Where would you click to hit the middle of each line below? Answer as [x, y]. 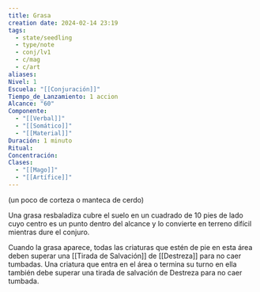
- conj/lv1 [33, 52]
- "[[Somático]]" [44, 126]
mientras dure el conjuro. [49, 232]
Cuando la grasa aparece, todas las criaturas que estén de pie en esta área [130, 247]
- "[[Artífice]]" [44, 178]
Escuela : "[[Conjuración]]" [55, 89]
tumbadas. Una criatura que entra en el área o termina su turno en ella [122, 264]
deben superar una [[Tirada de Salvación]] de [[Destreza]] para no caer [125, 256]
